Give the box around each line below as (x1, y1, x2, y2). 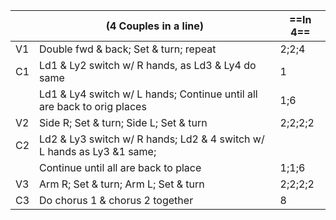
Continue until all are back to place (39, 161, 202, 174)
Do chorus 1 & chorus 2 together (39, 194, 194, 207)
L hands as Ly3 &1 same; (39, 145, 157, 158)
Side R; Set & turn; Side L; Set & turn (39, 116, 208, 129)
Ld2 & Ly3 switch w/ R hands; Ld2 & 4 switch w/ (39, 132, 265, 146)
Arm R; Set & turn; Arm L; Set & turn (39, 177, 205, 191)
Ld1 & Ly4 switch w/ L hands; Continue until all (39, 87, 258, 101)
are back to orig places (39, 100, 147, 113)
